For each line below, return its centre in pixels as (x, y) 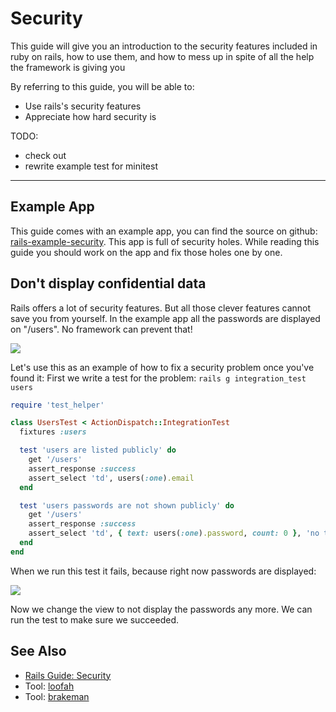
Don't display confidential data (108, 283)
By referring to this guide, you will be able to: (102, 86)
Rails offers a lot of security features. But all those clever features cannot (161, 308)
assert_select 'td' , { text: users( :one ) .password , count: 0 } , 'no (174, 533)
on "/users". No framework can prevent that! (101, 329)
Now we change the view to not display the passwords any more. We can (161, 609)
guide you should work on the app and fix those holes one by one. (146, 252)
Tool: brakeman (57, 696)
